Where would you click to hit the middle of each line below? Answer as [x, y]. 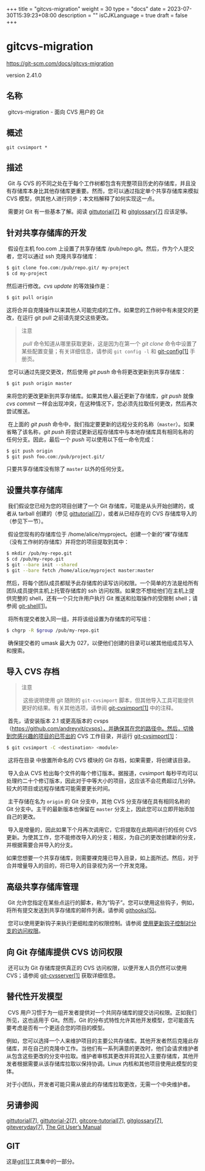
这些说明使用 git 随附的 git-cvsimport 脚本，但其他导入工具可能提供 [108, 700]
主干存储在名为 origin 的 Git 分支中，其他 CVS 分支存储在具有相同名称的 [99, 801]
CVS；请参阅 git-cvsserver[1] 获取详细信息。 [63, 975]
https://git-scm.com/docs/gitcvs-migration [60, 63]
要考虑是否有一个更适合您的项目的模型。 [57, 1027]
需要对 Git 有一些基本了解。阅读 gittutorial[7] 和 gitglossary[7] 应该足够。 [99, 212]
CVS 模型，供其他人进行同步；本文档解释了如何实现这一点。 [82, 199]
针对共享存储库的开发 [46, 232]
